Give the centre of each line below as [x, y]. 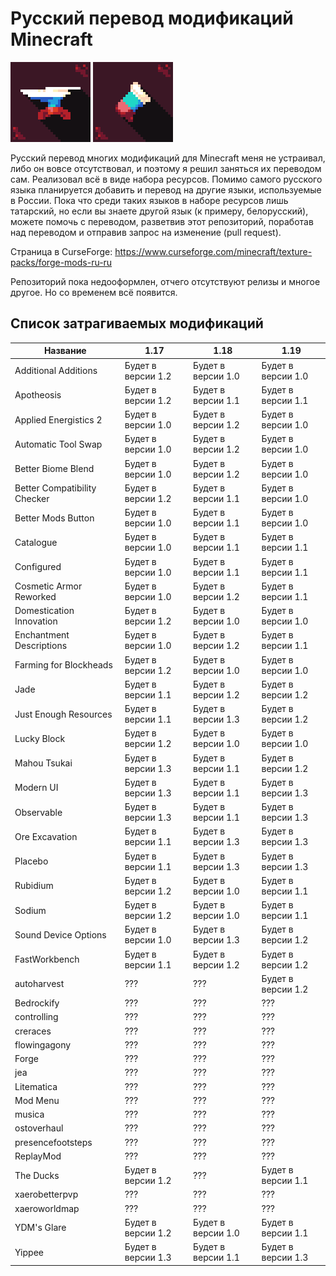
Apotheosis [38, 395]
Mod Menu [37, 1100]
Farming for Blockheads [63, 665]
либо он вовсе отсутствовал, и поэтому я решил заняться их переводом [166, 168]
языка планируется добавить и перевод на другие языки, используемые [166, 189]
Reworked [35, 596]
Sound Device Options [60, 934]
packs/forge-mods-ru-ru [61, 262]
